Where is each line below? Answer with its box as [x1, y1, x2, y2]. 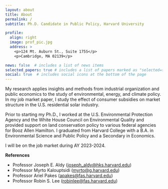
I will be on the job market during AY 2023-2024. [5, 142, 106, 148]
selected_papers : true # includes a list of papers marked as [5, 67, 137, 73]
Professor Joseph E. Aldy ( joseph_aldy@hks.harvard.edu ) [12, 162, 131, 168]
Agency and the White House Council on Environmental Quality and [5, 117, 144, 123]
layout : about [5, 7, 35, 13]
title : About [5, 12, 32, 17]
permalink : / [5, 17, 32, 22]
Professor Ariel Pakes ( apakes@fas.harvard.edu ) [12, 172, 113, 178]
